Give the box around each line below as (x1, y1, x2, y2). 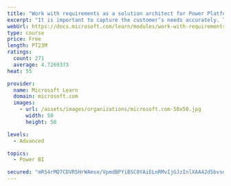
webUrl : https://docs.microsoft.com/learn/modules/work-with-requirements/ (7, 23, 229, 30)
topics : (7, 149, 30, 157)
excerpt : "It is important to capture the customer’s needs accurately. (7, 17, 220, 23)
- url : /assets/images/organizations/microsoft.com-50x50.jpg (19, 106, 201, 113)
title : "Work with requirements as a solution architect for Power (7, 10, 205, 17)
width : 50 (25, 112, 54, 119)
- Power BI (13, 156, 45, 163)
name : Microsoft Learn (13, 87, 78, 94)
